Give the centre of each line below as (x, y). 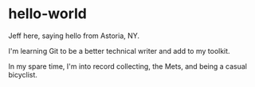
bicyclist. (23, 74)
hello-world (48, 14)
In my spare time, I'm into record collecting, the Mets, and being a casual (128, 66)
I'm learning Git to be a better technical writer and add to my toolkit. (119, 51)
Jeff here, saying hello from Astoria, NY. (74, 36)
